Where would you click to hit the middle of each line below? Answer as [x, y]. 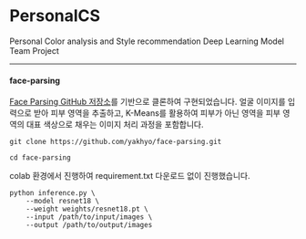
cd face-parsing [40, 158]
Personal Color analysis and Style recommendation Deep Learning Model [147, 41]
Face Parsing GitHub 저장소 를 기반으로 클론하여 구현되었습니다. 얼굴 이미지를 [148, 102]
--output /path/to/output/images [89, 225]
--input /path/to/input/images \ [89, 217]
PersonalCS [55, 16]
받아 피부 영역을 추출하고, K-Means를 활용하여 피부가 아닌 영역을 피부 [157, 113]
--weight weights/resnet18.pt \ [87, 209]
